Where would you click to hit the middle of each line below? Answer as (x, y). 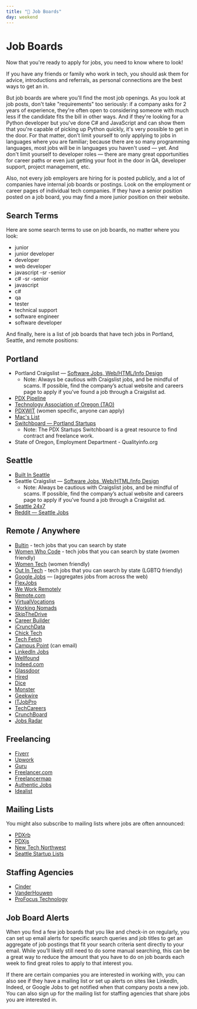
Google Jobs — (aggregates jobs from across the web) (81, 576)
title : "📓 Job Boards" (34, 11)
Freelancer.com (34, 772)
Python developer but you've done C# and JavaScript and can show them (96, 123)
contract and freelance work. (59, 436)
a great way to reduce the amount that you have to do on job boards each (95, 957)
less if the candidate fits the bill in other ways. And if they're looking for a (95, 117)
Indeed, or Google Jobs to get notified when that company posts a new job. (98, 987)
